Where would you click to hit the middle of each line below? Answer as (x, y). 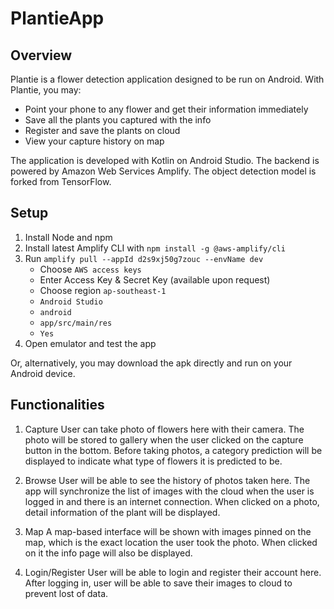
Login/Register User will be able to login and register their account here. (173, 572)
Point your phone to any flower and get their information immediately (166, 109)
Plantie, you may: (46, 90)
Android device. (43, 373)
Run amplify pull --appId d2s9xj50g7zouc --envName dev (144, 258)
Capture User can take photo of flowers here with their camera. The (164, 429)
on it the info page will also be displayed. (108, 553)
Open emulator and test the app (90, 343)
